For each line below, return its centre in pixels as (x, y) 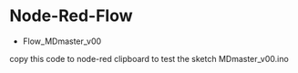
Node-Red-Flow (72, 16)
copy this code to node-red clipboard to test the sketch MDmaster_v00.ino (149, 58)
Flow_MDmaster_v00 (62, 41)
